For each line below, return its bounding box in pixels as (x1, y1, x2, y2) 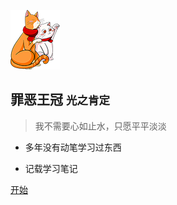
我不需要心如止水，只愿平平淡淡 (34, 120, 167, 132)
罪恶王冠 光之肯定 (10, 91, 110, 109)
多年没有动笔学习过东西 (24, 141, 122, 153)
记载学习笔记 (24, 162, 78, 174)
